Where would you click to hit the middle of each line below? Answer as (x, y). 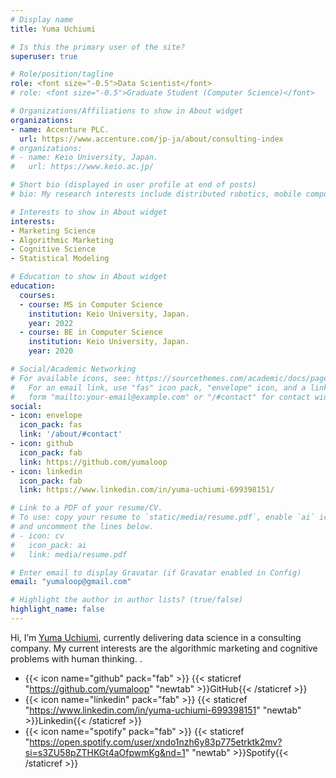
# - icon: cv (37, 536)
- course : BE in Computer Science (91, 332)
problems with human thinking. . (76, 658)
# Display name (42, 19)
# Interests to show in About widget (89, 212)
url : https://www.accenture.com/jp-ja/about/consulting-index (151, 139)
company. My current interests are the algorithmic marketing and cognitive (164, 648)
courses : (37, 295)
